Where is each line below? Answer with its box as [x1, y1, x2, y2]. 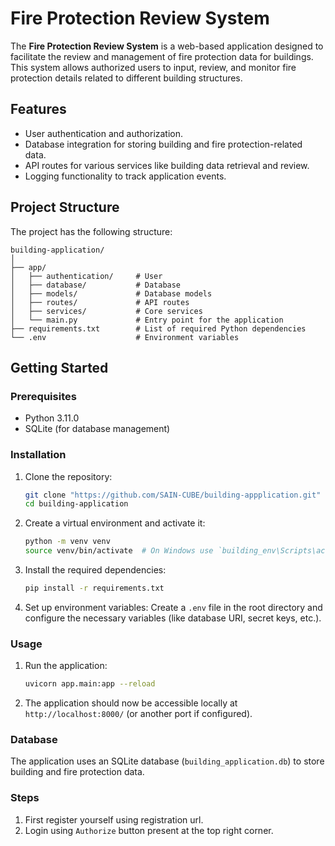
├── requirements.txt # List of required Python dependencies [10, 323, 307, 334]
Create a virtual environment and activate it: [24, 517, 206, 529]
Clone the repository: [24, 470, 113, 482]
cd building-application [24, 499, 129, 509]
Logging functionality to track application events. [24, 170, 227, 182]
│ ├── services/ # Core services [10, 306, 203, 316]
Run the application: [24, 660, 108, 672]
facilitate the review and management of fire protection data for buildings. [10, 50, 314, 62]
